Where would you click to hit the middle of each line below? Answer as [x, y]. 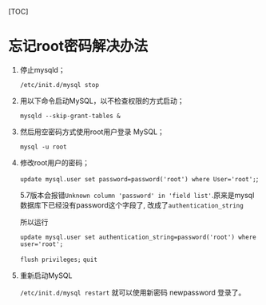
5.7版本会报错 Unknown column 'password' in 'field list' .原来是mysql [137, 195]
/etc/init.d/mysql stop [60, 85]
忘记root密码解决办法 [78, 46]
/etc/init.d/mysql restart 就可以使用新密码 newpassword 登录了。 [133, 292]
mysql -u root [43, 147]
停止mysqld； [42, 69]
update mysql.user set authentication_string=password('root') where [138, 237]
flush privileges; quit [59, 259]
